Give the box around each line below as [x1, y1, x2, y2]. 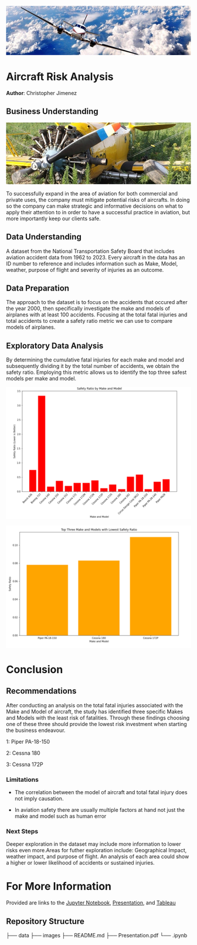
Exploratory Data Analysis [6, 340, 104, 350]
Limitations [6, 775, 39, 784]
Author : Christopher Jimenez [6, 89, 77, 96]
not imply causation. [14, 795, 64, 802]
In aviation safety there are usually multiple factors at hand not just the [14, 806, 185, 813]
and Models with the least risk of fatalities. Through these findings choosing [6, 714, 190, 721]
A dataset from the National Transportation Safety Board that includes [6, 247, 175, 255]
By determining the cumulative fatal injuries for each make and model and [6, 356, 185, 363]
